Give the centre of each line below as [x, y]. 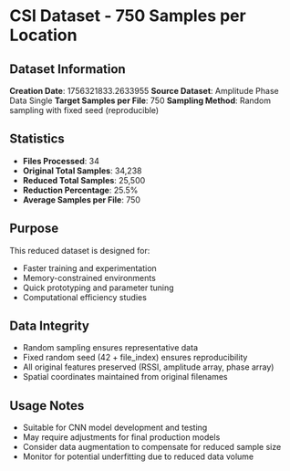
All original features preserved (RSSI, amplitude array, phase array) [148, 367]
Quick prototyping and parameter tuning [98, 288]
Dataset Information [67, 69]
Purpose [34, 229]
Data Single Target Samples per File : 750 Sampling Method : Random [140, 100]
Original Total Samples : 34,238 [82, 171]
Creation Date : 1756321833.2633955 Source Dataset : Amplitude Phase [145, 91]
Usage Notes [47, 406]
